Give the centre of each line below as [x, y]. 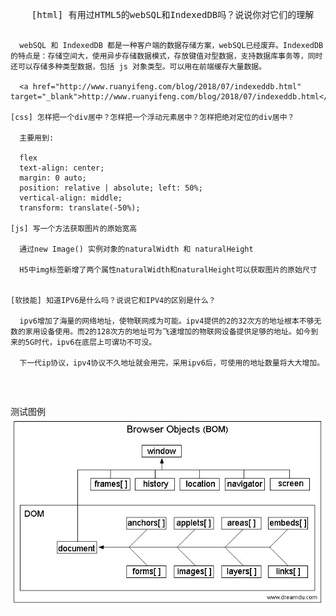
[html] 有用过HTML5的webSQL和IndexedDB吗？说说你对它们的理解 [173, 14]
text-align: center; [62, 168]
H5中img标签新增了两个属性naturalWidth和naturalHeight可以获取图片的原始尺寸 [168, 270]
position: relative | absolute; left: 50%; [111, 188]
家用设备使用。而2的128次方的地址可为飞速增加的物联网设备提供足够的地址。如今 [168, 332]
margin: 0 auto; [53, 178]
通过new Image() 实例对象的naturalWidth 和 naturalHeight [136, 249]
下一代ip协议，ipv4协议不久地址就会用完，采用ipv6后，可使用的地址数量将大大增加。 [172, 363]
